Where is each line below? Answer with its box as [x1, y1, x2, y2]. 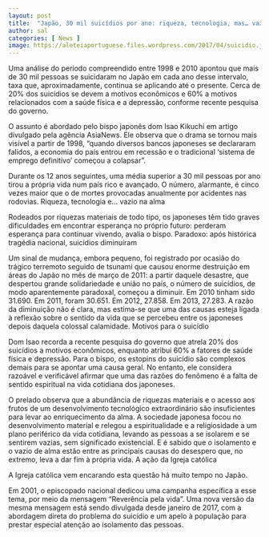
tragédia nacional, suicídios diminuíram [8, 238, 138, 248]
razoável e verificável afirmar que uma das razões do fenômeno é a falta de [8, 371, 258, 381]
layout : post [8, 11, 52, 20]
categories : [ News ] [8, 34, 81, 42]
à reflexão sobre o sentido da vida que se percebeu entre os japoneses [8, 313, 243, 323]
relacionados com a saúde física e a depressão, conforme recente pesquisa [8, 98, 259, 107]
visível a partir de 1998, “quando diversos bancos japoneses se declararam [8, 139, 256, 148]
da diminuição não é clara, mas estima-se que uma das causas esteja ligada [8, 305, 260, 314]
